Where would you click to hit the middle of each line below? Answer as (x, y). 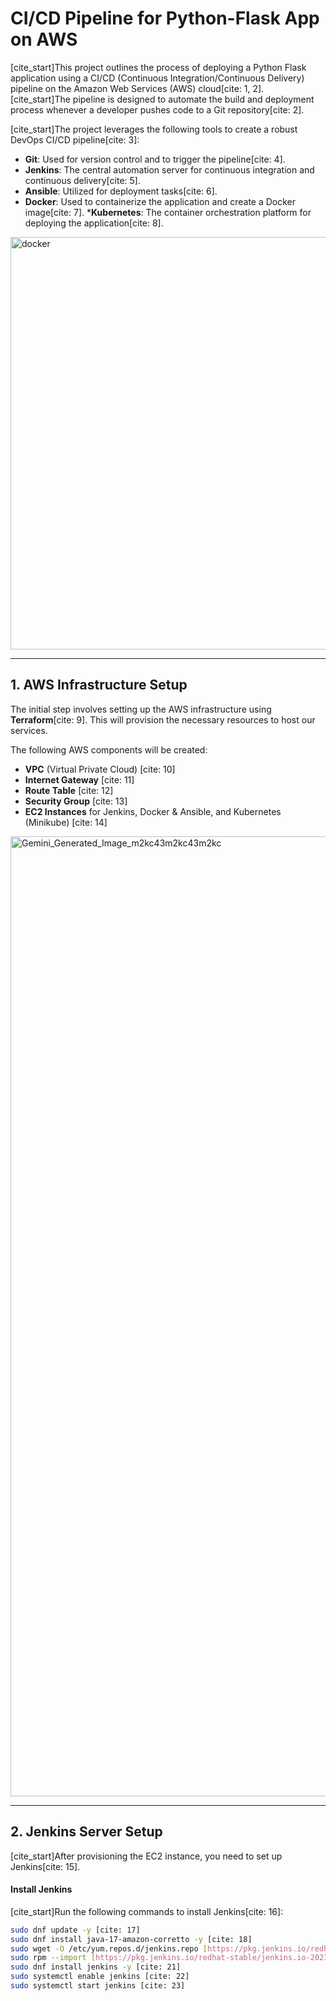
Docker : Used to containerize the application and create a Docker (160, 201)
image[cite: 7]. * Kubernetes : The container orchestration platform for (168, 212)
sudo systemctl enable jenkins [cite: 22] (100, 1977)
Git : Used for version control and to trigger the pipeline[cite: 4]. (155, 159)
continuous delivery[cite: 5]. (82, 180)
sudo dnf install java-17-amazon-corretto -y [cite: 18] (131, 1939)
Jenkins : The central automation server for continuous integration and (169, 169)
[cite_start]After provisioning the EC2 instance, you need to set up (146, 1856)
